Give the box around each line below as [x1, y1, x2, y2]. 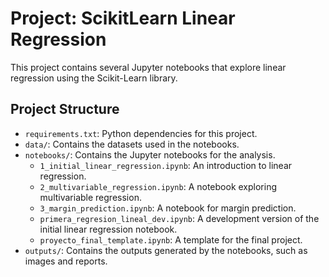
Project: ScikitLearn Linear [10, 7, 236, 30]
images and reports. [24, 255, 108, 267]
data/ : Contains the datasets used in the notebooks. [24, 138, 240, 150]
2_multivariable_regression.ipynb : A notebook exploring [39, 180, 278, 192]
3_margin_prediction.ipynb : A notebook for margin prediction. [39, 202, 297, 214]
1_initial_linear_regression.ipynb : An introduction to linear [39, 159, 293, 171]
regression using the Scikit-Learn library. [10, 72, 178, 84]
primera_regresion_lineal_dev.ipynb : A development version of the [39, 212, 320, 224]
